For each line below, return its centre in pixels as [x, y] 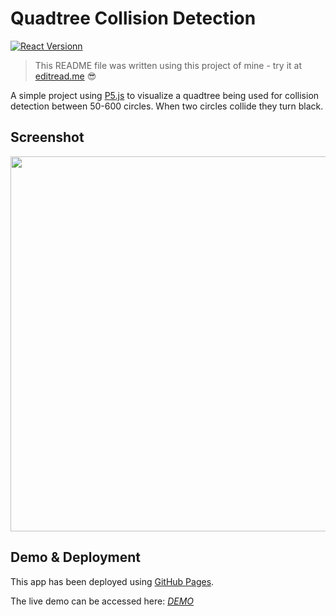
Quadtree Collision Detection [133, 18]
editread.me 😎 [65, 76]
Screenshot [47, 137]
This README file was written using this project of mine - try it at [168, 65]
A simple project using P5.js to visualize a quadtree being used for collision [165, 95]
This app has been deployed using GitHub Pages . [112, 581]
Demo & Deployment [75, 557]
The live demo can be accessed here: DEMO [102, 601]
